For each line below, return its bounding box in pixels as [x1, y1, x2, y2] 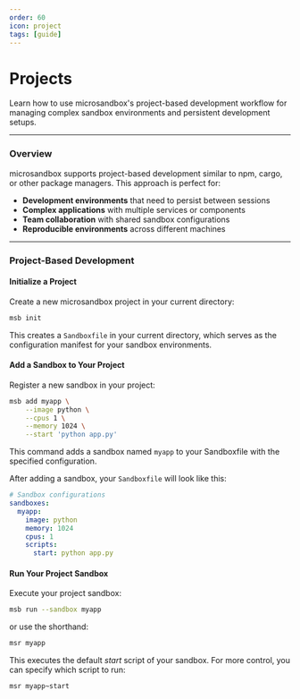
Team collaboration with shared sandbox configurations [21, 214, 230, 225]
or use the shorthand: [9, 621, 89, 632]
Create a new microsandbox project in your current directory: [9, 296, 235, 307]
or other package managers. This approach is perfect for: [9, 177, 221, 188]
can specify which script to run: [9, 664, 126, 676]
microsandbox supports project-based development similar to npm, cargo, [9, 167, 283, 179]
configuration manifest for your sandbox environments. [9, 339, 212, 350]
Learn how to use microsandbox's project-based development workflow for [9, 98, 287, 108]
